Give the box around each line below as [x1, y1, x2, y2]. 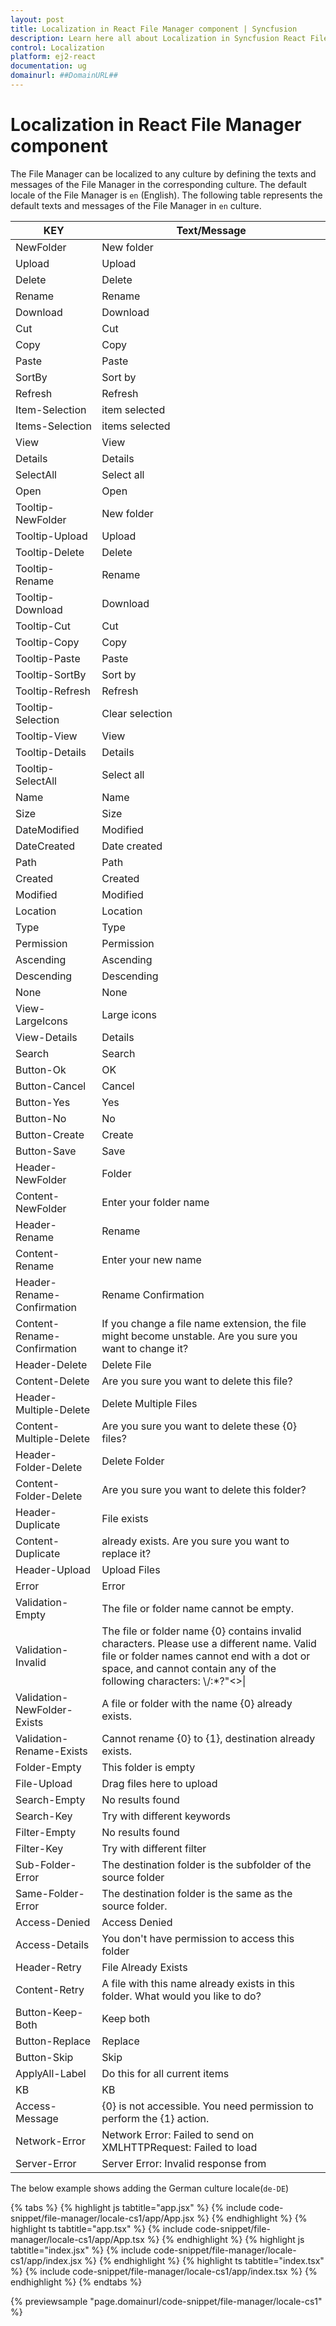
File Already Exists [101, 1960, 188, 1974]
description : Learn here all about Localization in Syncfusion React [10, 33, 307, 43]
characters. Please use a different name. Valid [101, 1636, 317, 1650]
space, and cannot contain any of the [101, 1661, 277, 1675]
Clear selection [101, 706, 173, 720]
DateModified [15, 822, 80, 836]
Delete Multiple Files [101, 1396, 198, 1410]
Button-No [15, 1111, 67, 1125]
